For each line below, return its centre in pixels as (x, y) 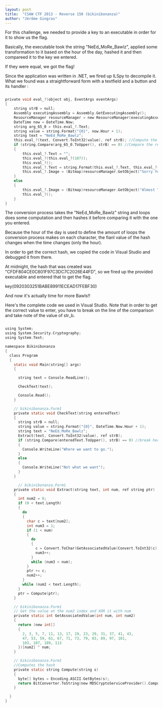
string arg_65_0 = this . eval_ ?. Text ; (52, 127)
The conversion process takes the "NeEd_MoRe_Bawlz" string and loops (78, 213)
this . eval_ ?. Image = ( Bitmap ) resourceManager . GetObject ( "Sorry (88, 172)
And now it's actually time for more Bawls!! (48, 296)
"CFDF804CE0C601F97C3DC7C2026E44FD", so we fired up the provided (79, 272)
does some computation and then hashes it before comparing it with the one (81, 218)
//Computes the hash (34, 665)
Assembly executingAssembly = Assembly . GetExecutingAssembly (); (80, 113)
